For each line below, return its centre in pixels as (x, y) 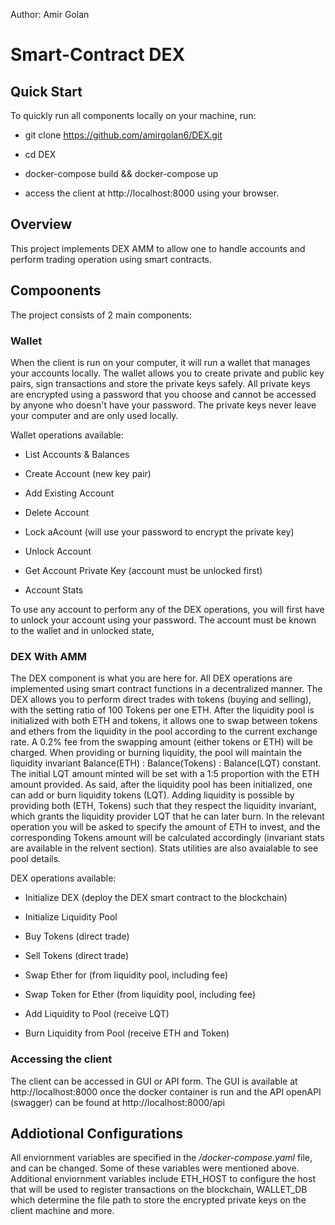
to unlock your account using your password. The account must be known (163, 620)
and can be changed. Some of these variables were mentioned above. (155, 1168)
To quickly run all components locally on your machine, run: (133, 115)
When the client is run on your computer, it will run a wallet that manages (160, 362)
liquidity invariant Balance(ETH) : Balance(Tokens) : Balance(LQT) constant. (166, 763)
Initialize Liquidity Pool (71, 917)
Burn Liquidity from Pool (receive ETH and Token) (127, 1033)
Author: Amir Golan (50, 14)
